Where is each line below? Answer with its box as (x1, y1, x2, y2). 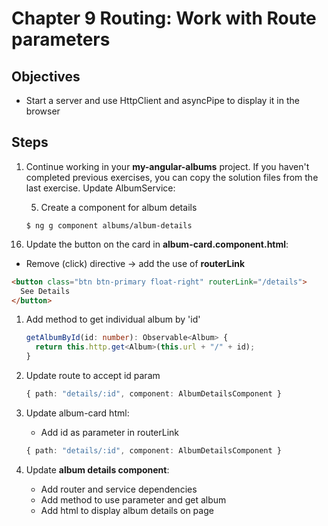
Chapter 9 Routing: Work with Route (11, 7, 317, 30)
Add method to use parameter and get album (40, 493, 227, 506)
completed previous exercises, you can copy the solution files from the (25, 171, 319, 183)
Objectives (11, 68, 81, 85)
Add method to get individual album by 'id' (25, 313, 201, 326)
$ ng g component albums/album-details (25, 220, 193, 231)
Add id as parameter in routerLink (40, 426, 180, 438)
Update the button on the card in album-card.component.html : (25, 238, 289, 250)
